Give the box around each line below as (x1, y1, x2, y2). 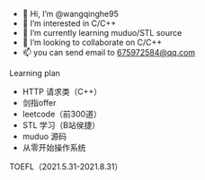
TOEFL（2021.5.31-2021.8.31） (9, 161, 123, 172)
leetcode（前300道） (22, 108, 102, 119)
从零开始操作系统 (22, 142, 86, 152)
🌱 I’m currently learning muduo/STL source (22, 28, 183, 38)
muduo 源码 (22, 131, 67, 141)
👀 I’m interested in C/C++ (22, 18, 117, 29)
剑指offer (22, 98, 57, 107)
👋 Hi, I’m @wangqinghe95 (22, 9, 119, 19)
